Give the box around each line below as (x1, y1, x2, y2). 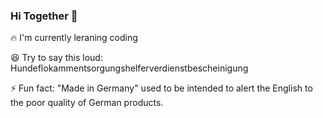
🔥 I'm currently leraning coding (10, 32, 138, 44)
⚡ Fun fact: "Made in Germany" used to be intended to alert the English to (10, 82, 313, 94)
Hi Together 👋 (10, 9, 78, 23)
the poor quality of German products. (10, 97, 164, 109)
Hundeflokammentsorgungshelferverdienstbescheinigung (10, 62, 249, 74)
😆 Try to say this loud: (10, 52, 103, 64)
